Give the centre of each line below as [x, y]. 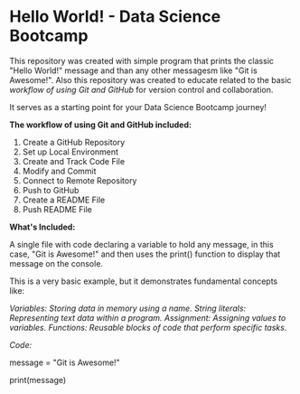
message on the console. [56, 263]
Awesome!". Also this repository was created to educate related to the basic [150, 80]
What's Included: [42, 227]
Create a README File [64, 200]
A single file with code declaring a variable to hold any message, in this [141, 244]
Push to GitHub [51, 190]
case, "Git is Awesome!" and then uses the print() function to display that [145, 254]
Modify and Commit [59, 171]
